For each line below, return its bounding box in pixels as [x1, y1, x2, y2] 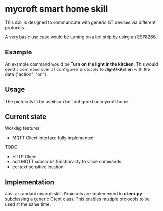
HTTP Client [12, 154, 37, 159]
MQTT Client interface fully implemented [12, 135, 94, 141]
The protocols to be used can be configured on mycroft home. [5, 98, 130, 104]
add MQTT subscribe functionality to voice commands [12, 159, 122, 165]
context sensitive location [12, 164, 64, 170]
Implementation [5, 178, 54, 186]
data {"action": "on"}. [5, 71, 48, 77]
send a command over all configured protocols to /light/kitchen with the [5, 66, 150, 72]
